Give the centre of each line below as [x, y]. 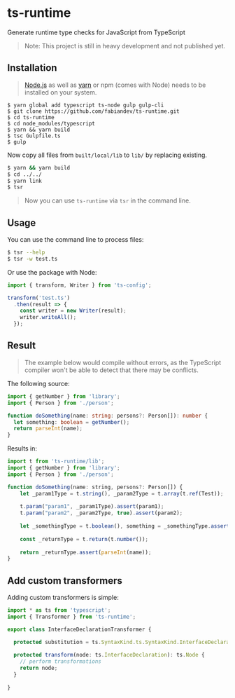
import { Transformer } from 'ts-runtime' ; [72, 617]
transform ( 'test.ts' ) [39, 298]
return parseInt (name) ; [48, 429]
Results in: [22, 449]
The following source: [38, 383]
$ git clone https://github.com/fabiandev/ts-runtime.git [93, 111]
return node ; [39, 668]
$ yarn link [24, 181]
